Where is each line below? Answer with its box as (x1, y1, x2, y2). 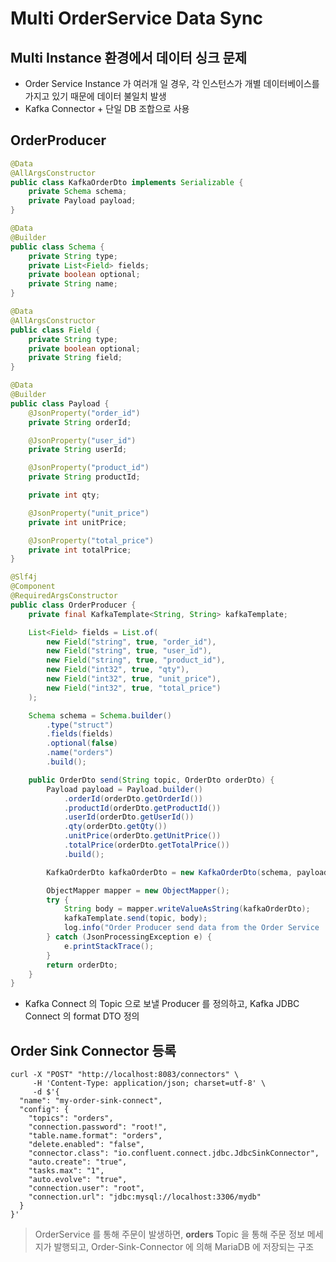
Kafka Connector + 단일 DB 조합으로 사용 (24, 103, 190, 114)
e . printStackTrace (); (63, 941, 155, 951)
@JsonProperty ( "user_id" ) (28, 435, 137, 446)
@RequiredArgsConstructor (10, 591, 118, 601)
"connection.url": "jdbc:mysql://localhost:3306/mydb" (28, 1192, 262, 1202)
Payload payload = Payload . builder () (46, 784, 203, 794)
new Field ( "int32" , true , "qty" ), (46, 665, 190, 675)
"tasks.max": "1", (28, 1166, 105, 1176)
